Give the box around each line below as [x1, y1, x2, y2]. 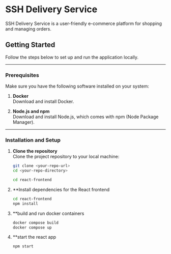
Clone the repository [12, 148, 58, 154]
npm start [12, 244, 34, 249]
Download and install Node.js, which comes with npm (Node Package [12, 114, 159, 120]
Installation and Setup [5, 136, 61, 144]
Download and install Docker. [12, 98, 74, 105]
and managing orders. [5, 25, 52, 32]
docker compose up [12, 225, 52, 230]
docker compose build [12, 220, 59, 225]
